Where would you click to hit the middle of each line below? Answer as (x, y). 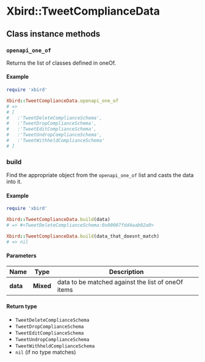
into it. (14, 182)
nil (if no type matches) (45, 352)
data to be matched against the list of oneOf (120, 282)
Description (126, 272)
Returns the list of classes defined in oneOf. (61, 63)
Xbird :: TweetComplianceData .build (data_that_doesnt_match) (83, 236)
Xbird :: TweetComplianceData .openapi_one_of (63, 101)
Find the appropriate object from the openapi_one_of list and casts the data (100, 175)
